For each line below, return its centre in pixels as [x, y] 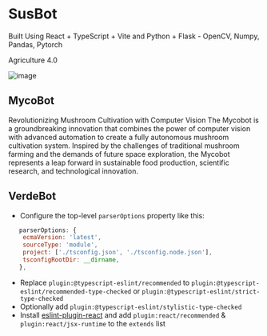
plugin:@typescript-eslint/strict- [201, 292]
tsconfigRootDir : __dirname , [71, 260]
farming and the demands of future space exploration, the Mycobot [119, 154]
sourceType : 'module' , [60, 245]
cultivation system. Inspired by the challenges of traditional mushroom [124, 146]
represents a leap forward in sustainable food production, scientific [119, 162]
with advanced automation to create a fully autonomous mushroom [119, 137]
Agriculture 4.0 [33, 60]
